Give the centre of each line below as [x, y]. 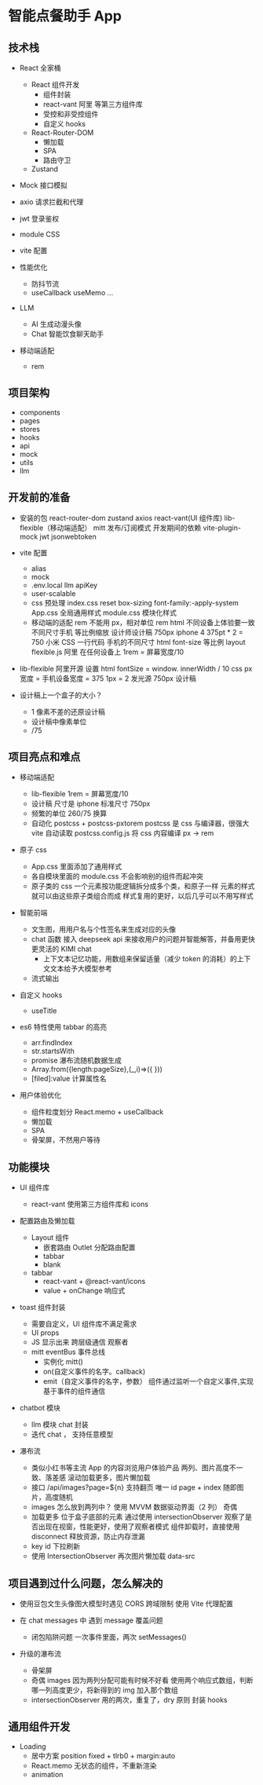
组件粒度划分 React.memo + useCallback [97, 1112]
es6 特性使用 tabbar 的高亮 [63, 1027]
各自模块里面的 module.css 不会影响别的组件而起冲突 [117, 876]
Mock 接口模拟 [44, 185]
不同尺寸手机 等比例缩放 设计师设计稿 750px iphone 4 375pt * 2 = [137, 632]
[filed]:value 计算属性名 [69, 1079]
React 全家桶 [40, 68]
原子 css [33, 850]
